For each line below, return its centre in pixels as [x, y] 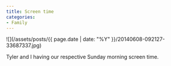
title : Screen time [30, 11]
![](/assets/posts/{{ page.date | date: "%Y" [58, 39]
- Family [17, 22]
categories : [21, 17]
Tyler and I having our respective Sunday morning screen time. [83, 57]
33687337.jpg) [24, 45]
